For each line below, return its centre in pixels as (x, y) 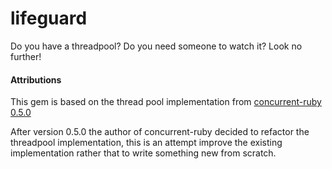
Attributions (36, 79)
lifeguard (49, 18)
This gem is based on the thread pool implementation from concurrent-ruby (166, 102)
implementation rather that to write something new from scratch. (143, 153)
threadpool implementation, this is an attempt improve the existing (146, 143)
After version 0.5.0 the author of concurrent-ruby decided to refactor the (160, 132)
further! (26, 56)
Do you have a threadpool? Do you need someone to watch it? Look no (156, 46)
